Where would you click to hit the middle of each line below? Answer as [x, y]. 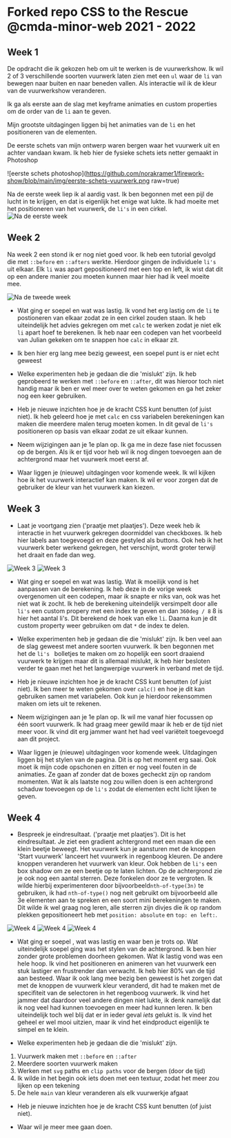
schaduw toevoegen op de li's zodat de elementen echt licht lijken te [117, 789]
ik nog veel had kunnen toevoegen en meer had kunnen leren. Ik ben [114, 1008]
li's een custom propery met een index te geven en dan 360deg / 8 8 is [120, 610]
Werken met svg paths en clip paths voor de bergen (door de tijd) [111, 1071]
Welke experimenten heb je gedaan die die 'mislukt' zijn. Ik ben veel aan [119, 639]
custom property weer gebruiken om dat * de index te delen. [103, 626]
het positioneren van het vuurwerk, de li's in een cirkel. [87, 209]
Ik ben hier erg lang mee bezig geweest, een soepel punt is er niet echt [118, 353]
